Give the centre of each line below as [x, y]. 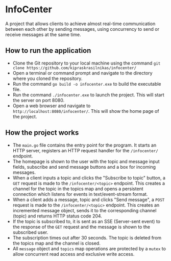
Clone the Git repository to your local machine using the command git [87, 63]
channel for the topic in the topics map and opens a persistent [78, 189]
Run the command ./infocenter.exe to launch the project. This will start [88, 95]
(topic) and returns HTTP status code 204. [57, 216]
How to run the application [48, 51]
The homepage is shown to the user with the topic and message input [86, 161]
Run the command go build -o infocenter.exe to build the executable [87, 84]
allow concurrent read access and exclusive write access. [74, 254]
